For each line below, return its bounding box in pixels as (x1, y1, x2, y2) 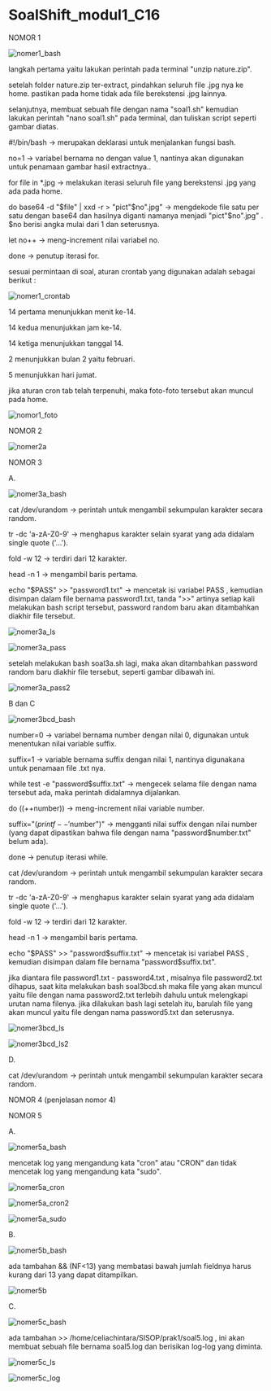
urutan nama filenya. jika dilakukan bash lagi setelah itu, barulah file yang (8, 999, 253, 1008)
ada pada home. (8, 186, 63, 196)
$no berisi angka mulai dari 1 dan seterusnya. (8, 219, 160, 229)
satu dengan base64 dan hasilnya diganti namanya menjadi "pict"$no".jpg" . (8, 210, 264, 221)
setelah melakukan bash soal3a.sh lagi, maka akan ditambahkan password (8, 658, 258, 668)
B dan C (8, 698, 35, 708)
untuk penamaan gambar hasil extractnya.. (8, 161, 152, 172)
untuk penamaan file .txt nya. (8, 763, 105, 772)
